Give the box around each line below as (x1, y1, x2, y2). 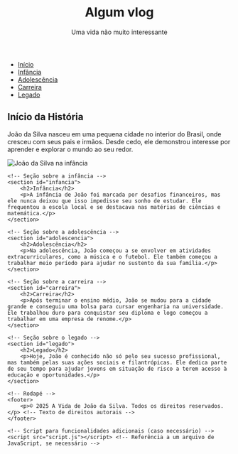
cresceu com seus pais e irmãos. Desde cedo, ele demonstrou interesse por (7, 137, 231, 146)
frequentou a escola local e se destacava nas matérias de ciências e (7, 203, 221, 210)
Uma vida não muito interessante (70, 28, 168, 36)
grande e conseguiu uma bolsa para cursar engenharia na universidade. (7, 303, 224, 310)
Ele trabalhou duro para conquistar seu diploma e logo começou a (7, 309, 208, 316)
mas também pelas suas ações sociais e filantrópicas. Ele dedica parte (7, 359, 227, 366)
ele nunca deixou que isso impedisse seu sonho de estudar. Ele (7, 197, 202, 205)
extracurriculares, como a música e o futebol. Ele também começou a (7, 253, 218, 260)
